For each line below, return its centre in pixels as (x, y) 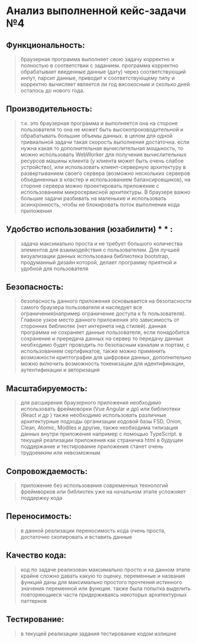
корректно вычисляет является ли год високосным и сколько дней (105, 84)
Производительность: (49, 109)
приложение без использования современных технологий (94, 485)
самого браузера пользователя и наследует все (81, 307)
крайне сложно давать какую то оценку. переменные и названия (103, 576)
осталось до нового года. (53, 90)
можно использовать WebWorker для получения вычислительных (103, 154)
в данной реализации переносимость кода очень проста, (93, 531)
